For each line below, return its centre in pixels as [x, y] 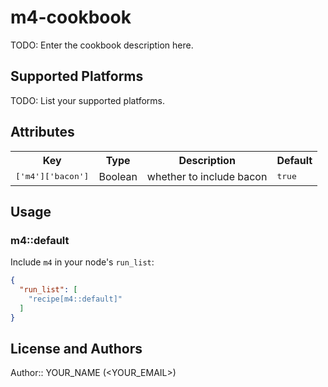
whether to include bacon [207, 176]
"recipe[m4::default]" [75, 299]
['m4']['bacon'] [52, 176]
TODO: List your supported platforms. [88, 100]
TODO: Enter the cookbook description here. [102, 45]
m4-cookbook [71, 17]
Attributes [42, 132]
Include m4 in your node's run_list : [82, 262]
